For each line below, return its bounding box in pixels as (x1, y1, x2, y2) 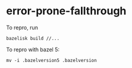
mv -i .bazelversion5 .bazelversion (6, 57, 97, 63)
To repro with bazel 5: (6, 46, 59, 53)
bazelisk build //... (6, 35, 60, 41)
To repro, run (6, 24, 39, 31)
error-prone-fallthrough (6, 4, 127, 18)
